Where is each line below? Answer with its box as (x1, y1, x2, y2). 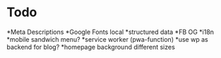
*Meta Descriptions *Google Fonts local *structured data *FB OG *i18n (6, 28, 215, 36)
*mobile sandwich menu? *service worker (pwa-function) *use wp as (6, 35, 209, 43)
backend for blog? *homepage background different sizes (6, 42, 176, 51)
